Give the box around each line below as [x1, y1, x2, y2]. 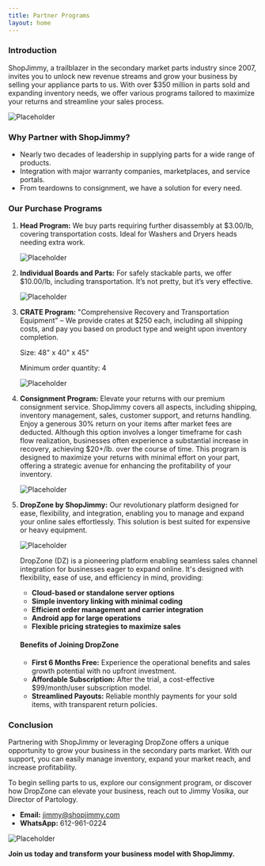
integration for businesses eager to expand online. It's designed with [19, 565, 244, 574]
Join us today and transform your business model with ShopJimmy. [8, 849, 235, 858]
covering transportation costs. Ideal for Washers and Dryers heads [19, 229, 237, 239]
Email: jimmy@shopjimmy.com [19, 810, 120, 819]
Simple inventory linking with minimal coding [31, 596, 184, 606]
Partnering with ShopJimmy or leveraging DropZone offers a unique [8, 737, 229, 747]
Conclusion [8, 719, 54, 730]
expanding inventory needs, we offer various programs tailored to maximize [8, 88, 256, 97]
